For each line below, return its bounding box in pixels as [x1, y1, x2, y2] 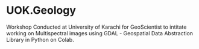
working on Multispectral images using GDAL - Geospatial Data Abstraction [6, 29, 194, 36]
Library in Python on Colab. [6, 36, 74, 43]
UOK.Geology [6, 4, 77, 17]
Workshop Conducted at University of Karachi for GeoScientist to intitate [6, 23, 187, 30]
